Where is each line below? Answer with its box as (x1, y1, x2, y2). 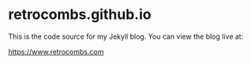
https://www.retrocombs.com (8, 47, 104, 56)
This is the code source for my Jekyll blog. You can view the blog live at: (8, 32, 244, 41)
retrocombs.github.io (8, 6, 152, 24)
